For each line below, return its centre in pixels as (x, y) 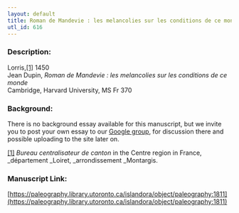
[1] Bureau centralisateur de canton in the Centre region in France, (105, 153)
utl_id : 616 (25, 27)
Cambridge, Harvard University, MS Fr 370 (70, 90)
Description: (29, 52)
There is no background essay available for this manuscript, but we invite (115, 124)
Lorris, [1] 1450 (28, 67)
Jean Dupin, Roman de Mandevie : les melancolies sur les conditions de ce (117, 75)
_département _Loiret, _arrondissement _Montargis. (83, 160)
